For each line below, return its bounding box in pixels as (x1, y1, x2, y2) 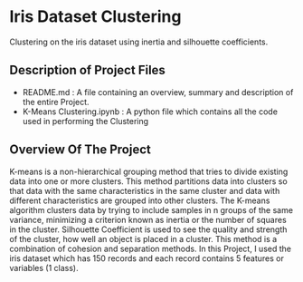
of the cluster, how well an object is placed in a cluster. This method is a (9, 233, 278, 244)
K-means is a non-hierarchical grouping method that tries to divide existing (9, 166, 289, 177)
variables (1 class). (9, 262, 79, 273)
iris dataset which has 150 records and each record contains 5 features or (9, 252, 285, 264)
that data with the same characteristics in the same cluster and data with (9, 185, 280, 196)
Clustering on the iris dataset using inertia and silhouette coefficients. (9, 36, 269, 47)
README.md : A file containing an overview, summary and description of (22, 86, 294, 97)
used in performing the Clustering (22, 115, 149, 126)
